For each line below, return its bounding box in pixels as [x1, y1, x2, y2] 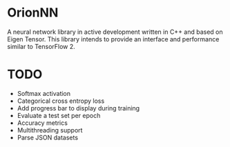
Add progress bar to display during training [17, 104, 140, 112]
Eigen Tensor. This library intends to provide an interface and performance [7, 35, 220, 43]
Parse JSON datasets [17, 133, 78, 141]
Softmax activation [17, 89, 71, 97]
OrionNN [7, 5, 59, 21]
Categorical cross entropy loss [17, 97, 105, 105]
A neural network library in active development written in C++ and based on [7, 28, 223, 36]
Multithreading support [17, 126, 83, 134]
